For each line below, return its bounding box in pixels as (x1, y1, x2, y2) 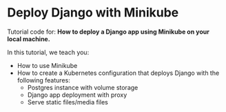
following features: (17, 76, 70, 84)
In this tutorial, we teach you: (7, 48, 90, 56)
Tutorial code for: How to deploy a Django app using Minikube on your (7, 27, 210, 36)
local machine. (7, 34, 50, 43)
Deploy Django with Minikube (7, 5, 179, 21)
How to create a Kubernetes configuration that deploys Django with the (17, 69, 220, 77)
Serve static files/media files (27, 98, 108, 106)
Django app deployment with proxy (27, 91, 127, 99)
